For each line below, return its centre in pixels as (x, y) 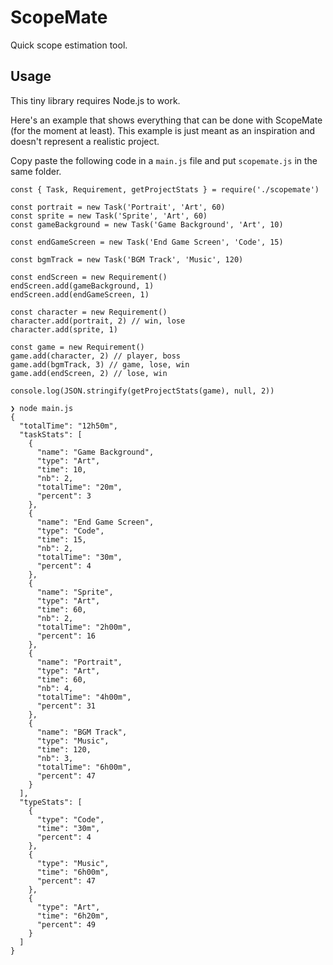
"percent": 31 (66, 706)
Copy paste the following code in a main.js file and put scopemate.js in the (164, 160)
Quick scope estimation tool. (69, 45)
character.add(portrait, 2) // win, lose (98, 321)
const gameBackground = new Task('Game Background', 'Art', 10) (147, 224)
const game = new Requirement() (77, 347)
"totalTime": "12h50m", (68, 426)
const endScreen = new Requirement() (89, 277)
